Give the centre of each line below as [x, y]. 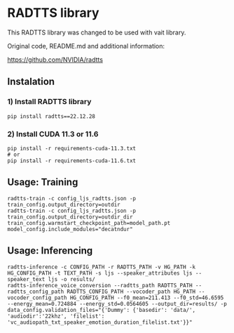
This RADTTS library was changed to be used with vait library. [97, 32]
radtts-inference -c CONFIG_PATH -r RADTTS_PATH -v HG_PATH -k [102, 267]
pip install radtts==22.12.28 [51, 116]
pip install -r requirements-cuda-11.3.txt [72, 148]
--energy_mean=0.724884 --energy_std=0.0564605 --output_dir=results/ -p [117, 303]
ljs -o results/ [72, 279]
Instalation [31, 82]
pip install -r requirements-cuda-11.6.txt [72, 161]
